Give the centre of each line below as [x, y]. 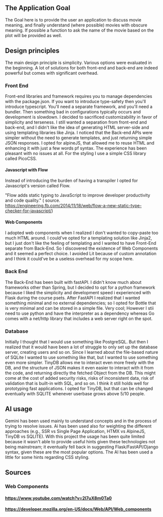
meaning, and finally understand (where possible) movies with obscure [76, 25]
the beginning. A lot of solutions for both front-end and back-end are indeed [81, 67]
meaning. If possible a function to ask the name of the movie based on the [80, 30]
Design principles [32, 51]
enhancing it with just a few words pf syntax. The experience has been [76, 148]
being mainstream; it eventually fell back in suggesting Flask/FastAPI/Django [82, 447]
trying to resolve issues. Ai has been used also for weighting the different [78, 426]
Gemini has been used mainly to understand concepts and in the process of [81, 421]
